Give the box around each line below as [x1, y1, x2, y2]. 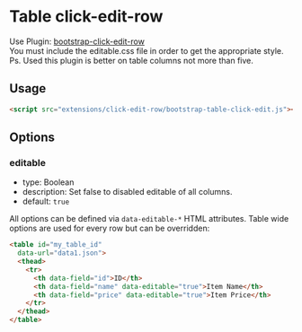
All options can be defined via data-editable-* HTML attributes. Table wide [9, 214, 289, 224]
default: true [22, 196, 70, 207]
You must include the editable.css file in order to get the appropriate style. [9, 45, 284, 56]
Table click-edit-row [9, 6, 164, 27]
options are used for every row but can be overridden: [9, 223, 210, 234]
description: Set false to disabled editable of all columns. [22, 187, 233, 197]
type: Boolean [22, 177, 75, 188]
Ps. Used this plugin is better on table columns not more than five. [9, 55, 253, 66]
